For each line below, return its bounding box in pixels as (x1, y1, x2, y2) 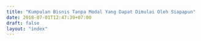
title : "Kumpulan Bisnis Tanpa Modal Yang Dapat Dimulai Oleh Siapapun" (6, 8, 196, 15)
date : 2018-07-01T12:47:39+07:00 (6, 14, 92, 20)
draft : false (6, 20, 40, 26)
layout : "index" (6, 25, 48, 32)
